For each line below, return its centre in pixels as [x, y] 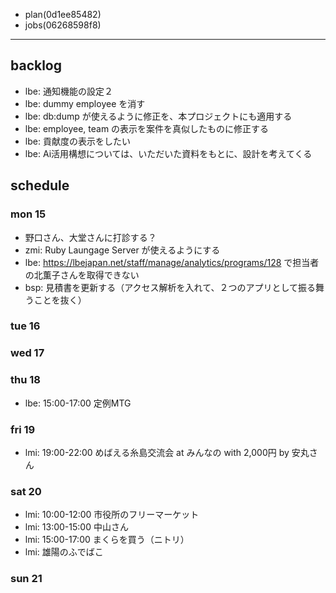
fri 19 [23, 429]
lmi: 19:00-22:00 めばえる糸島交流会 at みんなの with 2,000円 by [157, 452]
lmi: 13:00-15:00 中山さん [76, 527]
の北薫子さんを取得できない [82, 275]
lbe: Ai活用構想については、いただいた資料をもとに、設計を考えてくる [168, 153]
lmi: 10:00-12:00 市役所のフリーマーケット [112, 515]
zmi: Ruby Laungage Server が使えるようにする [122, 250]
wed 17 [27, 353]
